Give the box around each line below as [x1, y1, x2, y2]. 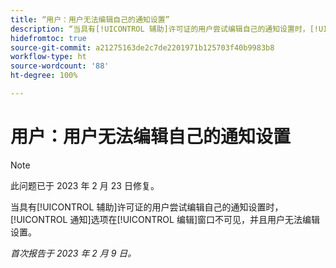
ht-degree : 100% [10, 71, 78, 81]
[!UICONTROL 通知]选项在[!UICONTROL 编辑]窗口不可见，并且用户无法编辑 [10, 213, 321, 225]
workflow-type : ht [10, 52, 87, 62]
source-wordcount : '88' [10, 61, 110, 71]
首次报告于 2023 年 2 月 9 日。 [10, 247, 137, 259]
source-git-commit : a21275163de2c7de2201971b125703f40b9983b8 [10, 42, 275, 53]
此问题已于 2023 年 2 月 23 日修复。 [10, 179, 160, 191]
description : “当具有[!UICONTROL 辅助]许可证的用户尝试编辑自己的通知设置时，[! [10, 24, 319, 34]
